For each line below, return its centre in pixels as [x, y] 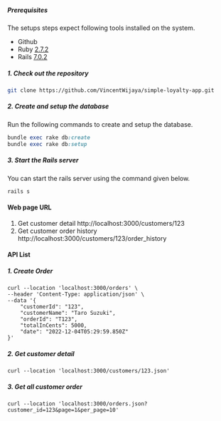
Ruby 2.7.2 [33, 49]
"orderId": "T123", [49, 319]
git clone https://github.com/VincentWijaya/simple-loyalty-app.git [111, 90]
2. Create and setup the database [58, 106]
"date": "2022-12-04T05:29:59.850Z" [75, 332]
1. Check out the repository [48, 73]
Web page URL [29, 207]
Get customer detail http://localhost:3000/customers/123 [101, 223]
